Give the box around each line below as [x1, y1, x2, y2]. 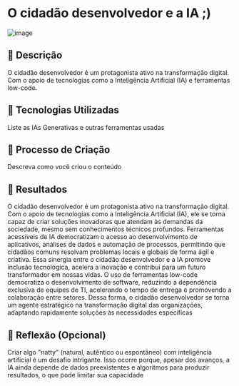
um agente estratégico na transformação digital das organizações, [7, 301, 203, 310]
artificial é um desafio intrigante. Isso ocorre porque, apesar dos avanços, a [7, 355, 230, 364]
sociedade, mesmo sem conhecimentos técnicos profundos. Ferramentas [7, 225, 225, 233]
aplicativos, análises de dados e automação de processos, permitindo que [7, 240, 226, 249]
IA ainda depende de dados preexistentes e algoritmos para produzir [7, 363, 210, 372]
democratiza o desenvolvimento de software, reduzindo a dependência [7, 278, 218, 287]
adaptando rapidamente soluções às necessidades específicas [7, 308, 193, 317]
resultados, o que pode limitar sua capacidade [7, 371, 144, 379]
